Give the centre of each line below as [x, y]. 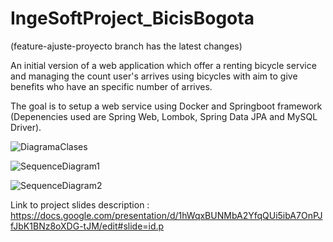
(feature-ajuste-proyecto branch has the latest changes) [126, 46]
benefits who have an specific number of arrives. [111, 86]
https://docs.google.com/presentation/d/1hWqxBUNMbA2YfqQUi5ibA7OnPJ [166, 215]
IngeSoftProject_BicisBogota [132, 18]
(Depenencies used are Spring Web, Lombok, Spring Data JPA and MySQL [164, 116]
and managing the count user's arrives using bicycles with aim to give [154, 76]
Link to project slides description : [80, 204]
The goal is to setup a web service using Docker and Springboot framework [166, 106]
